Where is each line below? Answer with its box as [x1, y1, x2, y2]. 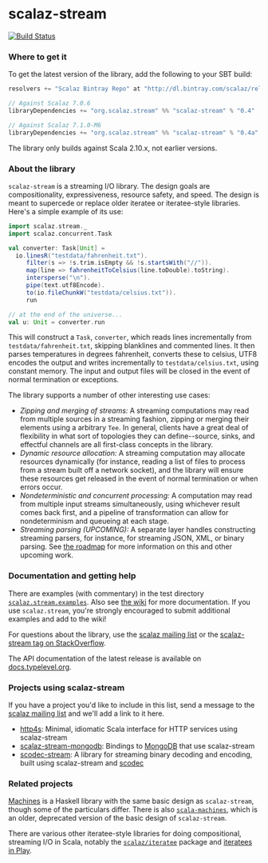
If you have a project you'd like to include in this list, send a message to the [8, 701, 255, 709]
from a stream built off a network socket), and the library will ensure [19, 465, 244, 475]
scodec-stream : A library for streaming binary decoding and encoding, [19, 749, 253, 759]
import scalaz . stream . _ [8, 222, 88, 230]
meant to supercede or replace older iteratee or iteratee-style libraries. [8, 198, 241, 208]
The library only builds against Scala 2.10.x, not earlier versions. [8, 143, 218, 153]
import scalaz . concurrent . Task [8, 230, 112, 238]
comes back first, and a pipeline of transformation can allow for [19, 508, 229, 517]
